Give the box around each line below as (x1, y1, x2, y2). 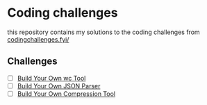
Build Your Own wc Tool (17, 74, 86, 82)
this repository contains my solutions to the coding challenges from (7, 28, 200, 36)
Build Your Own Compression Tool (17, 89, 116, 98)
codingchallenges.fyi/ (7, 35, 69, 43)
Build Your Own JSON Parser (17, 81, 101, 90)
